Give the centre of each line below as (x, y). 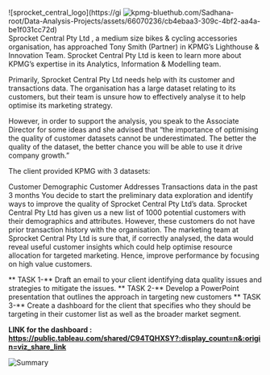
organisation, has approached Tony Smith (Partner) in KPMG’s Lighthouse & (134, 47)
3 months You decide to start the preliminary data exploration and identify (131, 195)
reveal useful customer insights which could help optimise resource (120, 247)
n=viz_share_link (37, 347)
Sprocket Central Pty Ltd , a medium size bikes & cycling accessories (123, 38)
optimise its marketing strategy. (60, 105)
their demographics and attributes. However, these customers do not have (132, 221)
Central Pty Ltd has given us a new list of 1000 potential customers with (127, 213)
